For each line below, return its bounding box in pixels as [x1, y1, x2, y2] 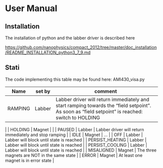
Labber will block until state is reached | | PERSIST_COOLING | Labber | [5, 142, 147, 148]
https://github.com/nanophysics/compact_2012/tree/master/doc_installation [5, 45, 157, 50]
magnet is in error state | [5, 157, 54, 163]
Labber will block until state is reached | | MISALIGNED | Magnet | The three [5, 147, 157, 153]
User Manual [5, 3, 57, 14]
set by [35, 88, 50, 94]
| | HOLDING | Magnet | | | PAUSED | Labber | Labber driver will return [5, 126, 145, 132]
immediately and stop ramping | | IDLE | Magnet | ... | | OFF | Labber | [5, 132, 143, 137]
